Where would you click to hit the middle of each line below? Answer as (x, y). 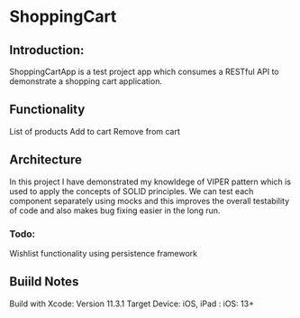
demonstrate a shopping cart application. (86, 81)
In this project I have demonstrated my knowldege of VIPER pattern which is (150, 182)
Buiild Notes (44, 282)
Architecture (46, 160)
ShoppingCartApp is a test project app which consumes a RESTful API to (144, 71)
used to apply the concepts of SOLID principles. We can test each (132, 191)
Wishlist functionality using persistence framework (104, 253)
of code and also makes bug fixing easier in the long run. (115, 210)
